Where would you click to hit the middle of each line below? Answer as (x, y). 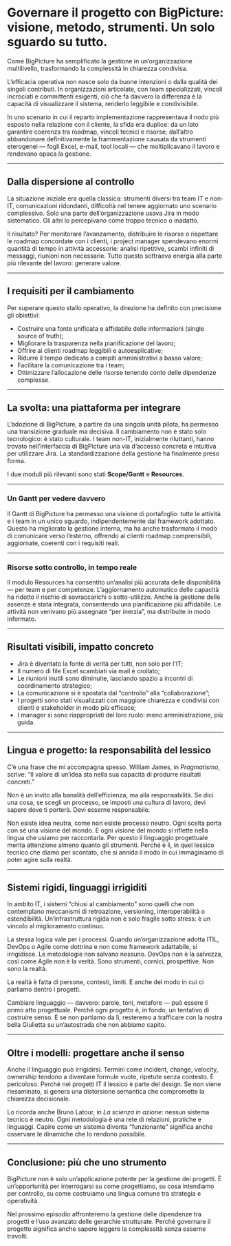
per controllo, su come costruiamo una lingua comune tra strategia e (104, 1194)
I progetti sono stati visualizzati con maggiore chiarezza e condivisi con (118, 700)
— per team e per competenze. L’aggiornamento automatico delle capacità (113, 589)
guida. (26, 722)
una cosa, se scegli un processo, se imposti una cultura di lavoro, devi (107, 802)
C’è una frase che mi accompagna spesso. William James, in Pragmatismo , (113, 767)
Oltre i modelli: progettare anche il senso (96, 1053)
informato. (22, 619)
